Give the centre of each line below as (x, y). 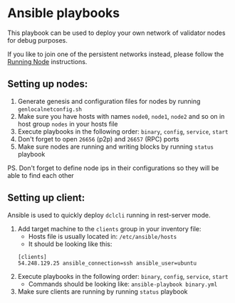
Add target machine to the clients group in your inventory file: (109, 228)
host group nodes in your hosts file (68, 124)
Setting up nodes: (48, 84)
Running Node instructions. (47, 61)
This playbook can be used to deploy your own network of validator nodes (116, 33)
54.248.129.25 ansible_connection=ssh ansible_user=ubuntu (107, 263)
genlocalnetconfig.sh (49, 109)
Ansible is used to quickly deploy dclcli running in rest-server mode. (109, 215)
